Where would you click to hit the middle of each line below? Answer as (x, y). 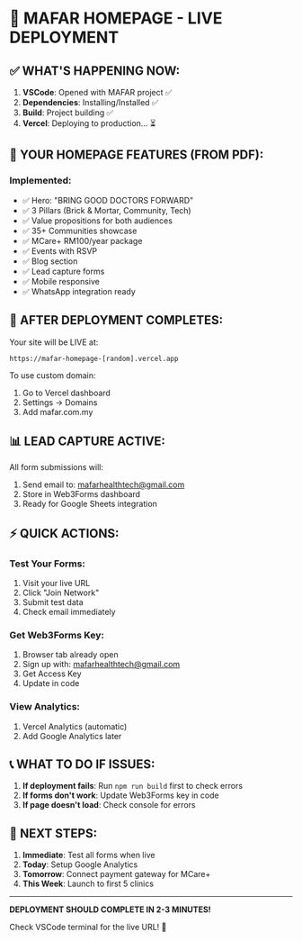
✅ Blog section (50, 261)
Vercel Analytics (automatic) (75, 726)
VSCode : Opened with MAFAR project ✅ (97, 92)
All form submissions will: (56, 467)
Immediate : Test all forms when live (89, 855)
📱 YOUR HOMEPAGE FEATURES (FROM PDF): (137, 155)
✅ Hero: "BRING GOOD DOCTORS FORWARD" (108, 200)
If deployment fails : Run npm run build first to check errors (133, 786)
